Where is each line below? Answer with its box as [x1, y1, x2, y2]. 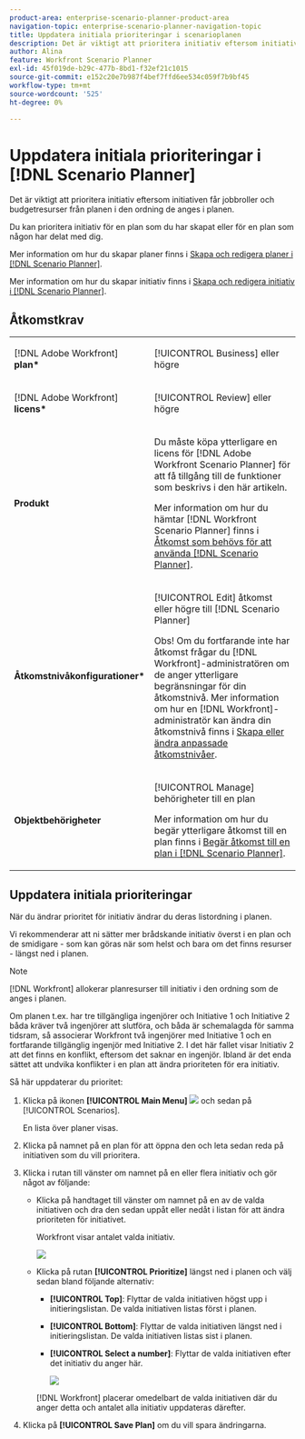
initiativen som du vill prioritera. [22, 1149, 141, 1160]
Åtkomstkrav [9, 312, 84, 327]
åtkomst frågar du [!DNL [153, 646, 258, 659]
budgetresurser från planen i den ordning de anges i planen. [9, 204, 235, 215]
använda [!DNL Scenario [153, 547, 259, 560]
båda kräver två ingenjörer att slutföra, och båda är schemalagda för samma [9, 1020, 295, 1031]
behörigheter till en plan [153, 793, 256, 805]
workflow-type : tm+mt [9, 81, 92, 90]
